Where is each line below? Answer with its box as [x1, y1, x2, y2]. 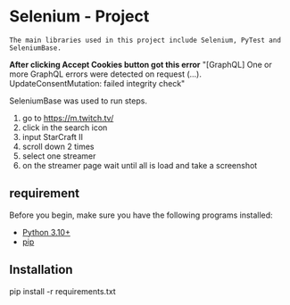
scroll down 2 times [21, 141, 95, 152]
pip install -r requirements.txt [9, 285, 116, 296]
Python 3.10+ [21, 227, 71, 237]
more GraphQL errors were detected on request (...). [9, 69, 203, 79]
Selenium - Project [9, 6, 150, 27]
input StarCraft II [21, 131, 83, 142]
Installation [9, 262, 73, 277]
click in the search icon [21, 122, 108, 133]
